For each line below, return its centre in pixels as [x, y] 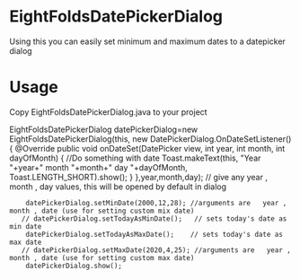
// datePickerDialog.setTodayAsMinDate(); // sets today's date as [154, 218]
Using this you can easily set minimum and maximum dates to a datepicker [147, 41]
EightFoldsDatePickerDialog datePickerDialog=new [104, 129]
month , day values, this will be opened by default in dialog [118, 187]
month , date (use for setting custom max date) [102, 257]
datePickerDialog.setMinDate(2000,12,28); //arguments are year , [156, 203]
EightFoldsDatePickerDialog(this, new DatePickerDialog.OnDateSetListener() [150, 139]
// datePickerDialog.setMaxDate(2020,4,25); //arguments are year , [156, 250]
